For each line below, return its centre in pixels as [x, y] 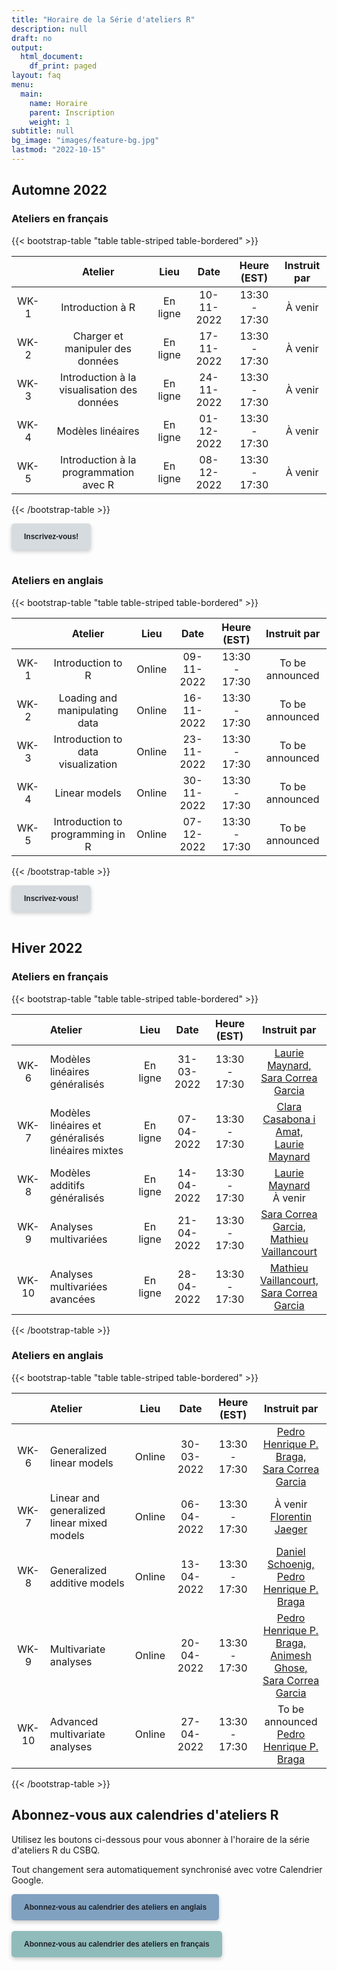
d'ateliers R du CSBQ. [56, 1850]
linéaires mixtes [86, 1150]
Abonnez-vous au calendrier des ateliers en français [117, 1944]
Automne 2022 [59, 190]
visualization [88, 764]
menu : [22, 85]
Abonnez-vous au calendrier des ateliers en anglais [116, 1907]
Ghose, [291, 1668]
